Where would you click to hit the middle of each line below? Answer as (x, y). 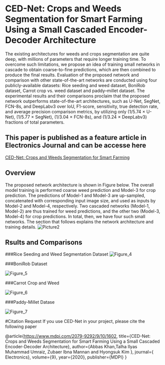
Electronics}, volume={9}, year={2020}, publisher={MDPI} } (66, 357)
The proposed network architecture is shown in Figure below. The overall (80, 185)
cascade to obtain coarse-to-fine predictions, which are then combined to (81, 69)
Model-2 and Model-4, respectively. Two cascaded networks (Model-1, (78, 206)
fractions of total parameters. (35, 122)
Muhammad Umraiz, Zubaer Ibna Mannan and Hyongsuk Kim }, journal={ (80, 352)
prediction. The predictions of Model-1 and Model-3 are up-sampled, (75, 195)
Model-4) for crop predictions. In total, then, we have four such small (75, 216)
